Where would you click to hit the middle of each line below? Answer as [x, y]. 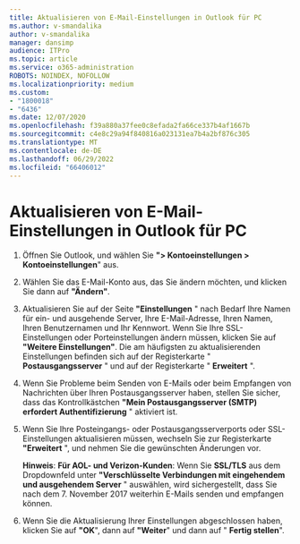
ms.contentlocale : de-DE [56, 150]
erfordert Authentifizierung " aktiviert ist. [100, 412]
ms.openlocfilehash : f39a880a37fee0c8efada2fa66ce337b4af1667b [130, 126]
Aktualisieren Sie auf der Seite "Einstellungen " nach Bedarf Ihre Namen [156, 309]
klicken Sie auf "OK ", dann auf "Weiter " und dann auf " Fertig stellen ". [153, 531]
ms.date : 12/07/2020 [48, 117]
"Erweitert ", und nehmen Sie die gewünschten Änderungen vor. [141, 448]
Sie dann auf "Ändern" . [66, 292]
